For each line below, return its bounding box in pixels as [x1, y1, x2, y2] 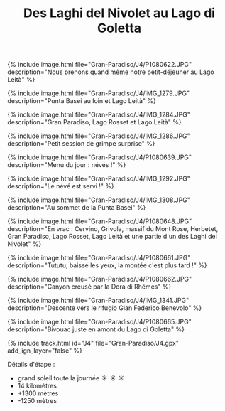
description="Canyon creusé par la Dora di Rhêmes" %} [7, 282, 172, 291]
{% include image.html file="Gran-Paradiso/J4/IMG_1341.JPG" [7, 297, 190, 305]
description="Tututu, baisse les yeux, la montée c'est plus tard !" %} [7, 261, 207, 269]
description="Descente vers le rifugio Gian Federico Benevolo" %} [7, 304, 202, 312]
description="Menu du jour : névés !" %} [7, 161, 126, 169]
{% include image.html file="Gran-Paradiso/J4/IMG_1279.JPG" [7, 89, 190, 97]
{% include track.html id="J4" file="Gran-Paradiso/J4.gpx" [7, 339, 180, 348]
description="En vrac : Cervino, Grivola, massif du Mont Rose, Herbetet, [7, 225, 219, 233]
